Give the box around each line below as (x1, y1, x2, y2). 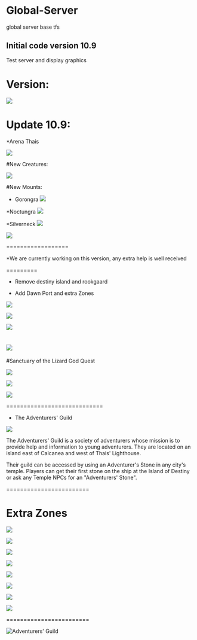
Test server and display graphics (6, 56, 87, 63)
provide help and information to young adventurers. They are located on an (6, 443, 191, 450)
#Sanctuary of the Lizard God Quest (6, 357, 96, 364)
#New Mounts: (6, 183, 43, 190)
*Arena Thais (6, 138, 39, 145)
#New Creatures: (6, 160, 48, 167)
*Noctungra (6, 208, 36, 215)
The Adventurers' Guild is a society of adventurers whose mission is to (6, 437, 180, 444)
